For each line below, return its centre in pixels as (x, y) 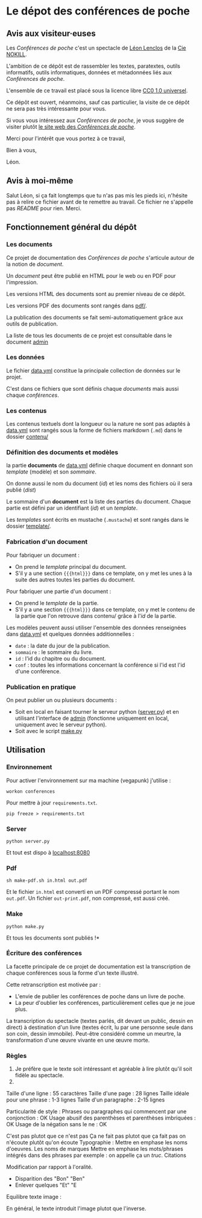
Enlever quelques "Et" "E (46, 1185)
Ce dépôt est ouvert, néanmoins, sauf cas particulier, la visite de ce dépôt (98, 102)
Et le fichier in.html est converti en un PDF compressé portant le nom (93, 892)
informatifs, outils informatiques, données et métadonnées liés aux (89, 72)
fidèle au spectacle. (39, 1075)
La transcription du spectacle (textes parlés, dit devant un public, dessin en (100, 1021)
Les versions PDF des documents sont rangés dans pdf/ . (77, 306)
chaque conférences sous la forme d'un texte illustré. (72, 973)
